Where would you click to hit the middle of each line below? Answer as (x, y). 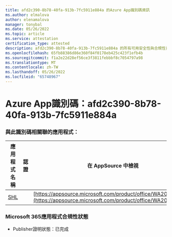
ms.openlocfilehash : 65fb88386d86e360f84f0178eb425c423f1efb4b (74, 53)
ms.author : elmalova (27, 15)
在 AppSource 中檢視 (113, 166)
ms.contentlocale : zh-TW (32, 67)
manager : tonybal (24, 24)
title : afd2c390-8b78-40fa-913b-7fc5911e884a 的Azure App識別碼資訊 (78, 10)
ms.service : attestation (32, 39)
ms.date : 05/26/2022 (27, 29)
